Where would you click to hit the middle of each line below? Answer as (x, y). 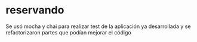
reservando (35, 10)
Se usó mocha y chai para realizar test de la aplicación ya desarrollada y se (98, 26)
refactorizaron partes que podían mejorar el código (69, 32)
